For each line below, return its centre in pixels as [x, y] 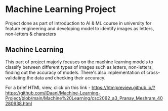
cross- [153, 72]
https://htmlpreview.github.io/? [123, 87]
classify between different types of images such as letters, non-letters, [79, 67]
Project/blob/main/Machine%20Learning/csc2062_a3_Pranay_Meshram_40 [84, 98]
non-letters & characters [31, 34]
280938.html [19, 103]
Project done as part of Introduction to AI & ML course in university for [78, 23]
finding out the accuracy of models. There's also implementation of [75, 72]
